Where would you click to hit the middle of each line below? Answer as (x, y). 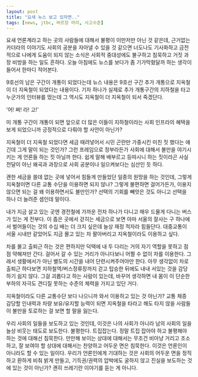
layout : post (22, 12)
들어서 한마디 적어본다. (32, 70)
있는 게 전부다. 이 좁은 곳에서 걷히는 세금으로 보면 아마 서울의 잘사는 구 (93, 219)
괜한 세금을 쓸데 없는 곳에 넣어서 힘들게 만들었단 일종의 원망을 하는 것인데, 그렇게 (99, 177)
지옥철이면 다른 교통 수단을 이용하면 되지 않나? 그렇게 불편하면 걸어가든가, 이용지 (99, 185)
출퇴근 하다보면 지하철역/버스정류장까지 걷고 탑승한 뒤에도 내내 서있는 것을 (92, 269)
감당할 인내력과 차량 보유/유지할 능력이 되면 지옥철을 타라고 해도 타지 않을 (91, 304)
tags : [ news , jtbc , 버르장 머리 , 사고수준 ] (55, 22)
